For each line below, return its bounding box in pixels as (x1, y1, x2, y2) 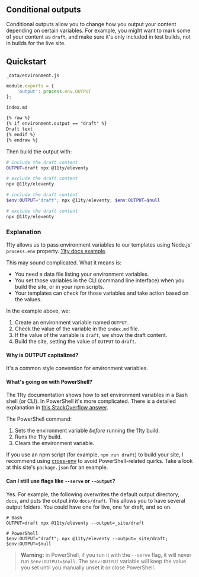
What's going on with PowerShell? (6, 378, 93, 385)
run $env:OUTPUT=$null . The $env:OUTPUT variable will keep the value (20, 557, 187, 565)
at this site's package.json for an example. (6, 464, 108, 471)
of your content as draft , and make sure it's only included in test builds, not (6, 33, 191, 40)
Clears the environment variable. (14, 440, 95, 447)
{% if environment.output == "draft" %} (6, 121, 108, 127)
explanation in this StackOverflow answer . (6, 404, 108, 411)
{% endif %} (6, 131, 36, 137)
